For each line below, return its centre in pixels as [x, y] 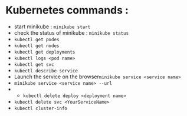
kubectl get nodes [37, 46]
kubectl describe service [46, 71]
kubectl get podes [37, 39]
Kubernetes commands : [67, 10]
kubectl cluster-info [40, 108]
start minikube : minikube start [52, 26]
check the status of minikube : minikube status [71, 32]
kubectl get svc [34, 64]
